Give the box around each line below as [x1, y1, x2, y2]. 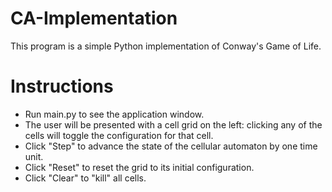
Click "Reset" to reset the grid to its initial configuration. [24, 161, 255, 173]
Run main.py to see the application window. [24, 108, 205, 120]
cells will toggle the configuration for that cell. [24, 129, 214, 141]
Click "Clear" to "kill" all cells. [24, 172, 147, 184]
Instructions [10, 75, 114, 98]
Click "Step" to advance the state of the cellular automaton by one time [24, 140, 318, 152]
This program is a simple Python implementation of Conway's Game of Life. [10, 40, 322, 52]
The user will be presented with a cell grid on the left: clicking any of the [24, 118, 323, 131]
